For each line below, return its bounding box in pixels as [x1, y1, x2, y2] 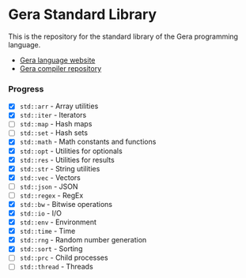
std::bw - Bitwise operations [19, 199, 113, 208]
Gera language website [19, 55, 96, 65]
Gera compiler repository [19, 63, 101, 73]
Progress [8, 83, 44, 94]
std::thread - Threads [19, 262, 93, 272]
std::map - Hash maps [19, 119, 93, 129]
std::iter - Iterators [19, 111, 87, 120]
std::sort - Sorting [19, 244, 83, 254]
